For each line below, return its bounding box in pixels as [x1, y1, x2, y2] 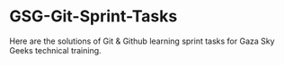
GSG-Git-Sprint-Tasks [9, 6, 178, 27]
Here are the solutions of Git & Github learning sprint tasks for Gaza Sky [9, 36, 276, 46]
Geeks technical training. [9, 45, 102, 55]
